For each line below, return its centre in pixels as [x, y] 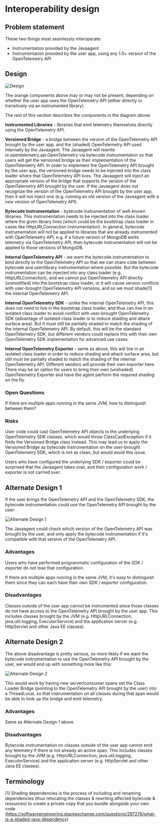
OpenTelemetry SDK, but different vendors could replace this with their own [81, 334]
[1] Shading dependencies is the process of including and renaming [73, 793]
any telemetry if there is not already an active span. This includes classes [79, 750]
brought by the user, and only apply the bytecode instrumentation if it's [76, 534]
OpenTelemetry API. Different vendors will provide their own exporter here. [80, 364]
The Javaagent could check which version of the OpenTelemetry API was [79, 529]
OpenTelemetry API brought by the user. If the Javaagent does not [72, 186]
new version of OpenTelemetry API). [41, 201]
